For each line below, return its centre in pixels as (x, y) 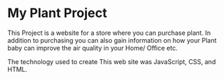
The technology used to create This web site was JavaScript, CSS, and (112, 61)
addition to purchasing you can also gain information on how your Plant (112, 40)
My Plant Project (57, 13)
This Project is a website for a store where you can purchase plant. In (109, 33)
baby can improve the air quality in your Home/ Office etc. (93, 48)
